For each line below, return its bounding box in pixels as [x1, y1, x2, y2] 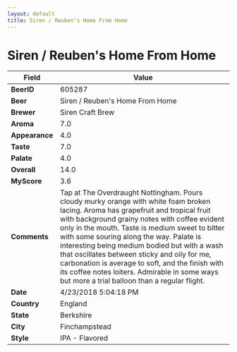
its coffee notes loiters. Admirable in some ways [59, 267, 219, 277]
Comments [11, 232, 49, 242]
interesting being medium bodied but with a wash [59, 241, 224, 250]
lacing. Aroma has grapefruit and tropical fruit [59, 205, 211, 215]
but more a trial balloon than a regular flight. [59, 276, 205, 286]
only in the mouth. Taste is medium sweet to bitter [59, 223, 225, 233]
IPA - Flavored [59, 333, 109, 343]
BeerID [11, 85, 35, 95]
